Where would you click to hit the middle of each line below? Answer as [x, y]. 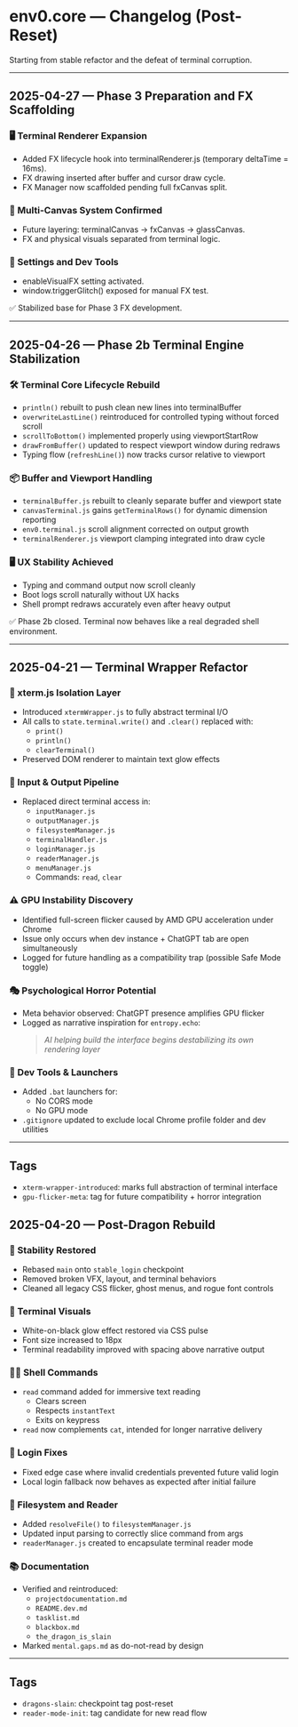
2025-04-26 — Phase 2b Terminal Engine [127, 345]
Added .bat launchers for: [70, 1092]
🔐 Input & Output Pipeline [64, 783]
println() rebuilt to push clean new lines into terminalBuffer [132, 407]
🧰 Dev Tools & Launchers [64, 1072]
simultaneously [50, 948]
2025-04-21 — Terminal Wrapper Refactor [129, 667]
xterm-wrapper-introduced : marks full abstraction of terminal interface [149, 1187]
